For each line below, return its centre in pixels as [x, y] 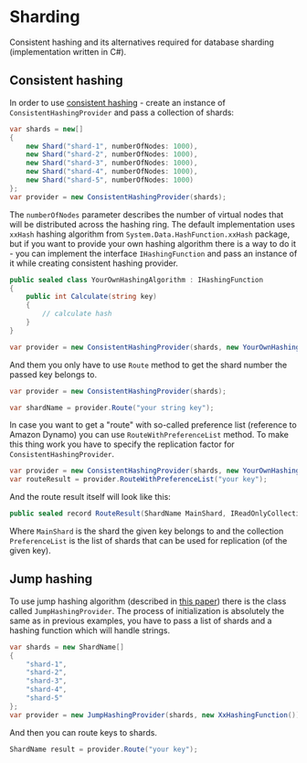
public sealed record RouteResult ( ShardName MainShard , [118, 514]
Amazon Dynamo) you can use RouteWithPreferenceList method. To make [149, 435]
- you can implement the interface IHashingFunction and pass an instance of [153, 253]
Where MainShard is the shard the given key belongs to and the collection [147, 531]
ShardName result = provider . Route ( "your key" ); [104, 749]
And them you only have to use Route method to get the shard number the [148, 365]
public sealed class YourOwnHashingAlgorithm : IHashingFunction [136, 280]
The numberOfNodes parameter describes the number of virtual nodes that [147, 214]
